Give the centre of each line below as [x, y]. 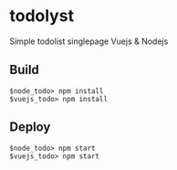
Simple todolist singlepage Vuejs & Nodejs [89, 41]
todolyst [42, 16]
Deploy [30, 127]
